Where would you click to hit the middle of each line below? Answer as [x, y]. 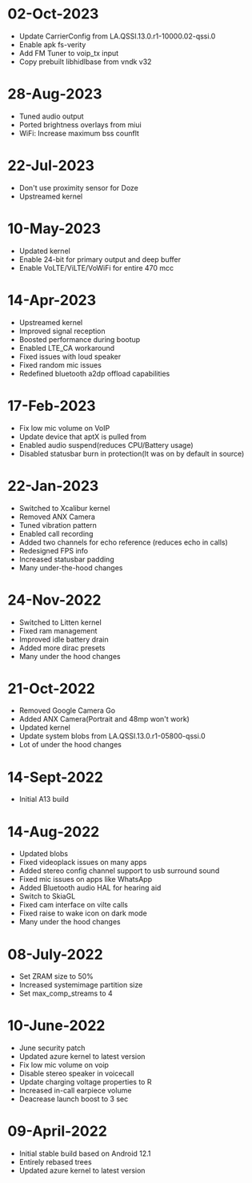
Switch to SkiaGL [47, 896]
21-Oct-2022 [51, 688]
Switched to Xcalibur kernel [64, 508]
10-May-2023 [54, 228]
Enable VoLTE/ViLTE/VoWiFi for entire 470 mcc [96, 268]
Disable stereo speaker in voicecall [76, 1073]
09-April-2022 [57, 1131]
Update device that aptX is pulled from [83, 437]
